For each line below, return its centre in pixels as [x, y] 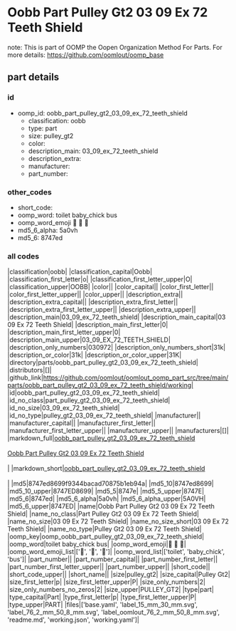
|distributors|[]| [29, 370]
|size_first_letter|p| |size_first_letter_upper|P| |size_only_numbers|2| [107, 582]
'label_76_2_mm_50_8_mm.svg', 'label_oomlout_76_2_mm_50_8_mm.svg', [114, 612]
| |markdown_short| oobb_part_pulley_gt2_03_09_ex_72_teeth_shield [106, 469]
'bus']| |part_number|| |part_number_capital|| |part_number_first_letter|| [113, 559]
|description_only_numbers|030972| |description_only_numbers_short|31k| [117, 348]
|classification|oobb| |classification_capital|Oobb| [80, 272]
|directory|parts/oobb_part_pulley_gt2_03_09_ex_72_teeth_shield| [103, 363]
